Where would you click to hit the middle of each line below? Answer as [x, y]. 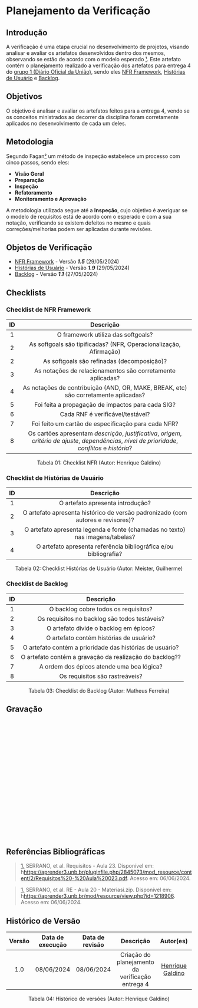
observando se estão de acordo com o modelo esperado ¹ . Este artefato [94, 59]
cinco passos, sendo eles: [38, 162]
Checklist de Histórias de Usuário [55, 478]
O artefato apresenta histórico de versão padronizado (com [105, 513]
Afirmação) [105, 352]
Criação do [136, 955]
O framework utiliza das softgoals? [105, 335]
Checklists [26, 293]
